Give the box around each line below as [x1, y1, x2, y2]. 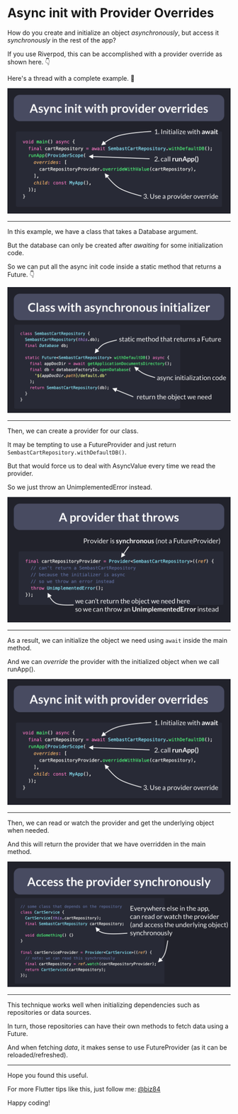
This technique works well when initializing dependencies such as [7, 1001, 200, 1009]
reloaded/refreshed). [7, 1051, 69, 1059]
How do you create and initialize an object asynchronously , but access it [7, 28, 220, 37]
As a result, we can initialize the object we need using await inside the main [7, 636, 228, 645]
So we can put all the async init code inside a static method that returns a [7, 262, 222, 271]
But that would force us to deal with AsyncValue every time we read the [7, 461, 216, 470]
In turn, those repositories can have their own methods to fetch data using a [7, 1022, 229, 1030]
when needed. [7, 826, 50, 834]
